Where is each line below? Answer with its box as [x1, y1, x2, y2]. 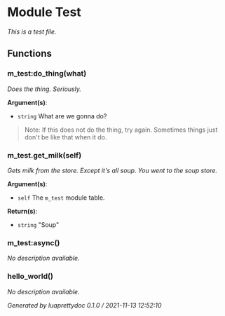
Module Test [7, 4, 82, 20]
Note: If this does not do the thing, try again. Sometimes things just [24, 125, 218, 134]
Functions [7, 48, 53, 60]
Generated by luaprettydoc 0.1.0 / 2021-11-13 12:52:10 [7, 301, 162, 309]
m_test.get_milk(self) [7, 150, 82, 160]
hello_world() [7, 271, 54, 281]
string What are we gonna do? [17, 111, 107, 120]
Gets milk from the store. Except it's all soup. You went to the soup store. [7, 166, 218, 174]
